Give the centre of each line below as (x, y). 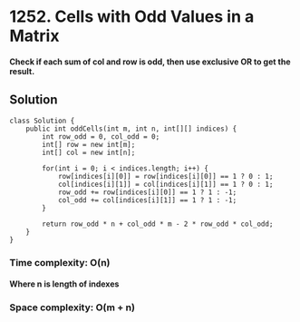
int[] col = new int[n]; (89, 152)
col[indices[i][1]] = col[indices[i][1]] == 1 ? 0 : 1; (165, 184)
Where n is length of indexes (64, 284)
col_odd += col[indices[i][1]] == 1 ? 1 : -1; (147, 200)
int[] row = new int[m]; (89, 144)
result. (22, 71)
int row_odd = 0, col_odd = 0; (101, 137)
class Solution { (42, 121)
